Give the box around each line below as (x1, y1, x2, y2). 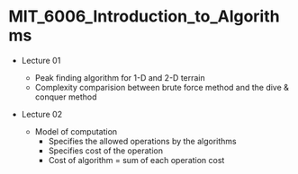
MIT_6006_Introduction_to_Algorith (8, 6, 280, 27)
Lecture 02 (21, 109, 63, 119)
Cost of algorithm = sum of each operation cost (48, 154, 225, 165)
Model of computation (34, 126, 118, 136)
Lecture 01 (21, 55, 61, 65)
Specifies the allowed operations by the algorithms (48, 135, 238, 146)
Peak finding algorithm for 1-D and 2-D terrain (34, 72, 206, 83)
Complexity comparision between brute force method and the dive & (34, 82, 290, 92)
